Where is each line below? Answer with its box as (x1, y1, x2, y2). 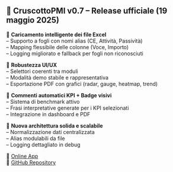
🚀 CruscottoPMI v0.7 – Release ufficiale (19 (6, 6, 168, 16)
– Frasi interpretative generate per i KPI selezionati (6, 104, 129, 112)
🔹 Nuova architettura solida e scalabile (6, 122, 103, 129)
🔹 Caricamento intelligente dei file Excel (6, 31, 107, 38)
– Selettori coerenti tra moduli (6, 68, 78, 75)
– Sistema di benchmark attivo (6, 98, 80, 105)
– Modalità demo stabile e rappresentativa (6, 74, 108, 81)
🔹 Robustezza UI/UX (6, 61, 57, 68)
